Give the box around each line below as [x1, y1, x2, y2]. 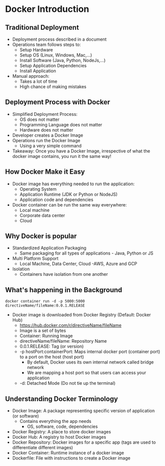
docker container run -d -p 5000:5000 [5, 299, 85, 304]
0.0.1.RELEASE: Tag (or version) [19, 343, 84, 350]
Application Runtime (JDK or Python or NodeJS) [19, 191, 118, 197]
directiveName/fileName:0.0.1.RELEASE [5, 303, 85, 308]
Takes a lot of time [19, 78, 58, 84]
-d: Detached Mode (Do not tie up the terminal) [19, 380, 116, 386]
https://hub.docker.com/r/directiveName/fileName [19, 322, 122, 328]
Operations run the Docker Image [12, 137, 81, 143]
